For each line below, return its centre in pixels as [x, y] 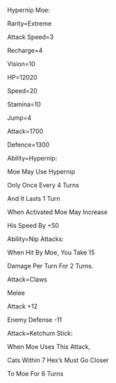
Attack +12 [23, 306]
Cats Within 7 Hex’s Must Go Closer [58, 360]
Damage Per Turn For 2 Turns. [50, 266]
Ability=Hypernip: [32, 158]
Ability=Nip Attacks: [35, 239]
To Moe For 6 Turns [35, 374]
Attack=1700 [25, 131]
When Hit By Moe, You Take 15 [51, 252]
